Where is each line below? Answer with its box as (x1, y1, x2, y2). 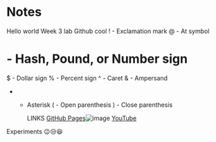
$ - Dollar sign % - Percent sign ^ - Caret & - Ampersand (6, 74, 168, 82)
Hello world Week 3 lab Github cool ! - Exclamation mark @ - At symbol (6, 27, 210, 35)
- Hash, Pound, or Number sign (6, 51, 188, 67)
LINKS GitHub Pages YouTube (26, 114, 137, 122)
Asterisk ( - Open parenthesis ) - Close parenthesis (26, 101, 173, 109)
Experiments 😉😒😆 (6, 127, 63, 135)
